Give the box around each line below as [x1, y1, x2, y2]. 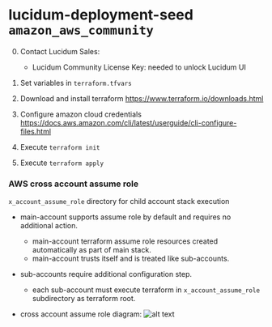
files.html [19, 126, 51, 136]
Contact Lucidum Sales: [19, 46, 100, 56]
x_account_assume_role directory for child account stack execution [8, 197, 230, 206]
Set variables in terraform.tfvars [19, 78, 132, 87]
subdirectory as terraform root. [32, 294, 136, 304]
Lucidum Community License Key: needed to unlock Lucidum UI [32, 62, 247, 72]
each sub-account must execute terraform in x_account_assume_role [32, 285, 261, 295]
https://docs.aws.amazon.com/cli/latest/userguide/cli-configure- [19, 117, 237, 127]
